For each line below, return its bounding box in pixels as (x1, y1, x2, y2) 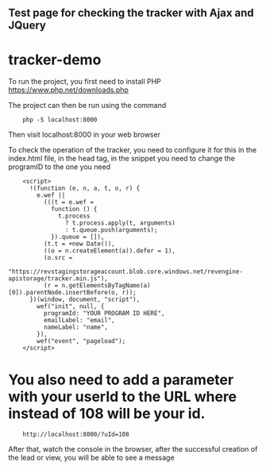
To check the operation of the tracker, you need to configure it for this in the (8, 145, 257, 155)
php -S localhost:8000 (22, 116, 98, 124)
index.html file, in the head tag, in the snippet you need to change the (8, 154, 236, 164)
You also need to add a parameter (8, 371, 234, 388)
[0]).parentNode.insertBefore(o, (8, 289, 119, 297)
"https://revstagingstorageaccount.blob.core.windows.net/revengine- (8, 268, 244, 276)
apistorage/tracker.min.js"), (8, 275, 109, 283)
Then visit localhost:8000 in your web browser (8, 130, 161, 140)
